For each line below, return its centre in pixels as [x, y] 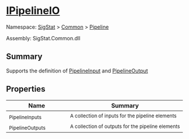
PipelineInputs [25, 117]
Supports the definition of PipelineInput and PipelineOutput [77, 71]
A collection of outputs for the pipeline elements [125, 126]
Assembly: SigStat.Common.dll [43, 38]
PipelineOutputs [27, 128]
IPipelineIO [33, 11]
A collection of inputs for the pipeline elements [123, 116]
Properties [26, 89]
